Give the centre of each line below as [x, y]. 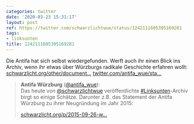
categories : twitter [31, 11]
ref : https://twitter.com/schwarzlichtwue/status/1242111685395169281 [94, 28]
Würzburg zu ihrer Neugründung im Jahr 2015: [77, 103]
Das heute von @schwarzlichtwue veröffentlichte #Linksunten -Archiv [104, 91]
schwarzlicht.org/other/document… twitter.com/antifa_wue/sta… [84, 73]
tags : [13, 33]
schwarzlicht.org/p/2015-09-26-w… [64, 114]
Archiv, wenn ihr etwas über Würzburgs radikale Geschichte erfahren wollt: [97, 67]
